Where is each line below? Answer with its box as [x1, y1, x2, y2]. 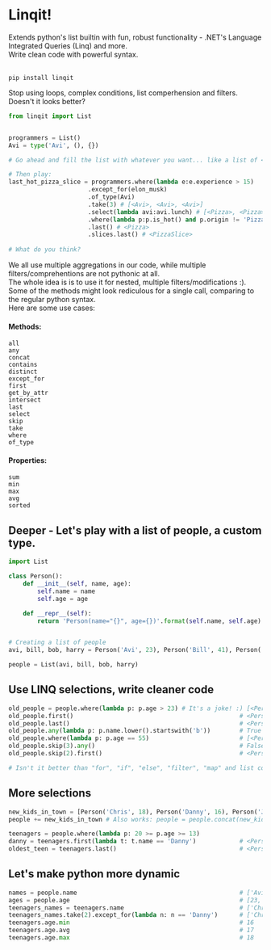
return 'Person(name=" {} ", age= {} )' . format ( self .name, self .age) [37, 616, 262, 625]
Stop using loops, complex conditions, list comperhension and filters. [8, 87, 238, 98]
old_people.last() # [8, 719, 244, 728]
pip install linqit [8, 74, 74, 82]
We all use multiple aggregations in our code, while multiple [8, 260, 206, 270]
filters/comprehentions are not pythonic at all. [8, 269, 161, 279]
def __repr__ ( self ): [23, 609, 92, 617]
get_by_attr [8, 389, 48, 397]
